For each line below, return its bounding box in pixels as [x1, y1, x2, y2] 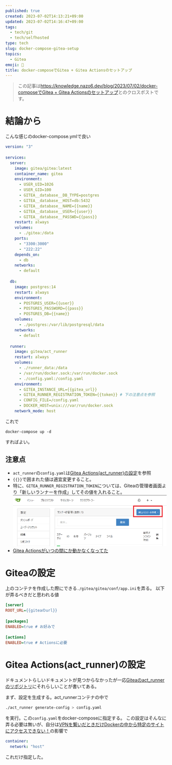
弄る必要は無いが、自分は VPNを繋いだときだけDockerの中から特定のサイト [5, 721, 165, 727]
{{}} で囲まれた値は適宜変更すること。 [12, 476, 94, 482]
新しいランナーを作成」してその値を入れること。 [21, 489, 125, 495]
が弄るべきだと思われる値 [5, 592, 59, 598]
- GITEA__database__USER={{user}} [18, 209, 93, 214]
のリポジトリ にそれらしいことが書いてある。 [5, 683, 99, 690]
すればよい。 [5, 439, 32, 445]
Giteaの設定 [5, 568, 55, 579]
